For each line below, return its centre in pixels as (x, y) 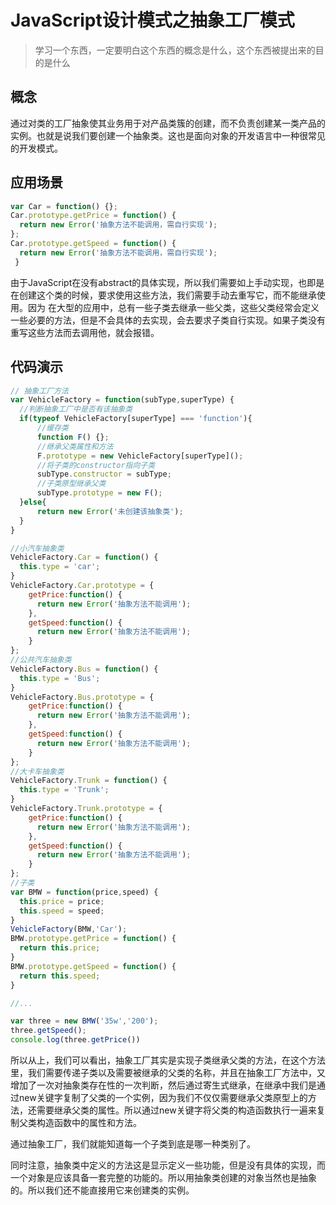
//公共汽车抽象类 (41, 660)
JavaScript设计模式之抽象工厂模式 (152, 20)
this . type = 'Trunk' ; (64, 790)
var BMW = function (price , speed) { (84, 892)
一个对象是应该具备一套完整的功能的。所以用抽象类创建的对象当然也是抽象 (163, 1177)
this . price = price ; (62, 901)
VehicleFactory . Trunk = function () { (89, 781)
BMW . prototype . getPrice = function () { (93, 939)
